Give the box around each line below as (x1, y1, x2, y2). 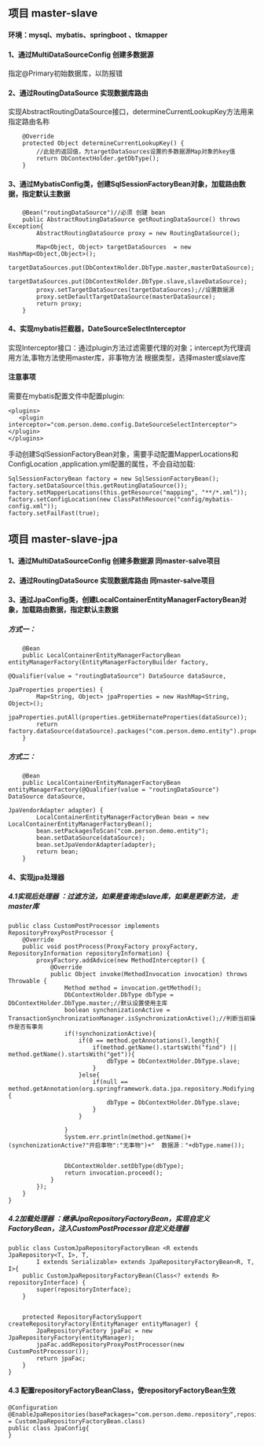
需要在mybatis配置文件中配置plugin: (8, 391, 125, 401)
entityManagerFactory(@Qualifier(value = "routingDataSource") (8, 786, 220, 794)
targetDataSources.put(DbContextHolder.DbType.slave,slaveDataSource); (8, 277, 247, 285)
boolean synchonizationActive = (64, 1006, 170, 1014)
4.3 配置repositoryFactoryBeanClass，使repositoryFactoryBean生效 (8, 1385, 236, 1395)
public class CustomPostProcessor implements (8, 922, 159, 930)
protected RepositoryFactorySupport (22, 1313, 143, 1321)
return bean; (36, 848, 79, 856)
